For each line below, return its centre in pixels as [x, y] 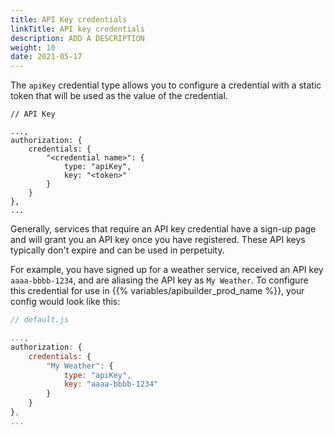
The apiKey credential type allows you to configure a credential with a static [166, 85]
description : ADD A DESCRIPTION [77, 38]
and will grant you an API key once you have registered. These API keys [158, 240]
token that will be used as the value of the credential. [119, 96]
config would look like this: [65, 302]
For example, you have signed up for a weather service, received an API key [167, 270]
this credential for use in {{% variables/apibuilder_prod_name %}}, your [157, 291]
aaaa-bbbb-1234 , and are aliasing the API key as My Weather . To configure [159, 280]
